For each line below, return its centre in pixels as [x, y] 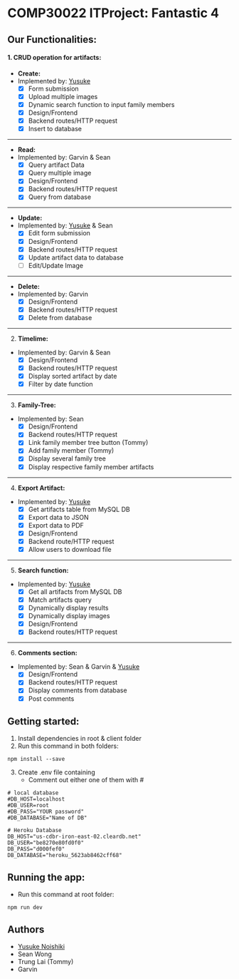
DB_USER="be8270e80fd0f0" [46, 843]
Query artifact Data [57, 165]
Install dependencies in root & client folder [80, 739]
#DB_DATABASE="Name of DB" [47, 818]
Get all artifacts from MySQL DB [75, 591]
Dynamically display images [69, 616]
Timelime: [33, 338]
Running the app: [46, 877]
